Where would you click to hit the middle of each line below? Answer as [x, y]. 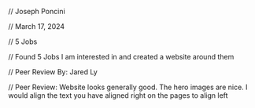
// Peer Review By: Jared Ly [53, 72]
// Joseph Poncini [37, 11]
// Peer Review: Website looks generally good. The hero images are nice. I [128, 87]
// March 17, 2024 [37, 26]
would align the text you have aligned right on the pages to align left [118, 95]
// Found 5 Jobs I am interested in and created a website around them [121, 57]
